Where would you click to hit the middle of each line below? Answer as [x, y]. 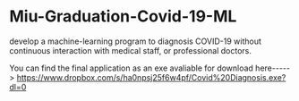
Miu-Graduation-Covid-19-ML [123, 17]
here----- [273, 68]
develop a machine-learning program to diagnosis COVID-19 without [136, 41]
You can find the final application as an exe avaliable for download [131, 68]
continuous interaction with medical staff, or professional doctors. [131, 50]
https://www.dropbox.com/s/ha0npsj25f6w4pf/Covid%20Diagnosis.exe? [151, 77]
